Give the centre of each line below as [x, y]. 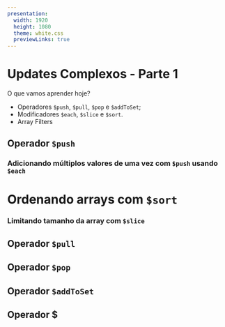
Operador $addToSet [51, 291]
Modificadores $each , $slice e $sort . [70, 114]
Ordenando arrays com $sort [92, 199]
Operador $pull [41, 244]
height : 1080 [32, 26]
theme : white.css [39, 33]
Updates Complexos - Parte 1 [93, 74]
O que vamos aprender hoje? [49, 93]
